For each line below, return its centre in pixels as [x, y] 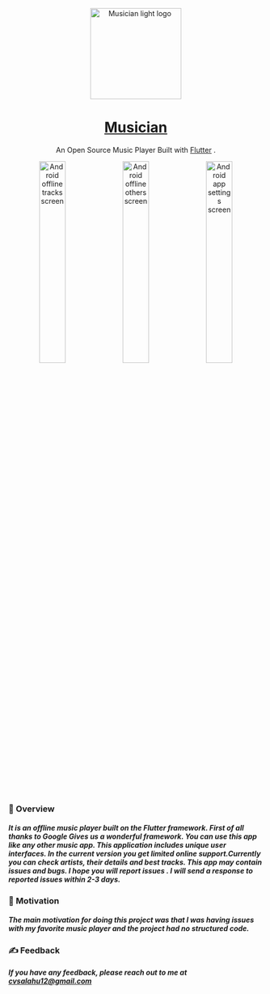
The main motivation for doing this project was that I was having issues [131, 920]
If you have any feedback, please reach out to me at [98, 973]
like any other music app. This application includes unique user [117, 845]
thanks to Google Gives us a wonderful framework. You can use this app [133, 836]
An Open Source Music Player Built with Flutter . [136, 150]
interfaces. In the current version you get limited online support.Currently [135, 854]
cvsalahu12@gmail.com [50, 981]
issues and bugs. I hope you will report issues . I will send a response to [131, 871]
